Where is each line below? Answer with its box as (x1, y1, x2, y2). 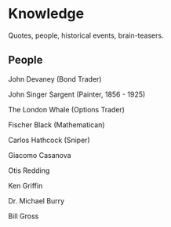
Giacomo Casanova (8, 150, 72, 159)
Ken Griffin (8, 181, 43, 190)
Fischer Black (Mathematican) (8, 119, 105, 130)
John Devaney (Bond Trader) (8, 74, 102, 83)
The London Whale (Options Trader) (8, 104, 126, 114)
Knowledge (8, 5, 85, 23)
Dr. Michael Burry (8, 196, 65, 205)
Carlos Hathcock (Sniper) (8, 135, 90, 145)
